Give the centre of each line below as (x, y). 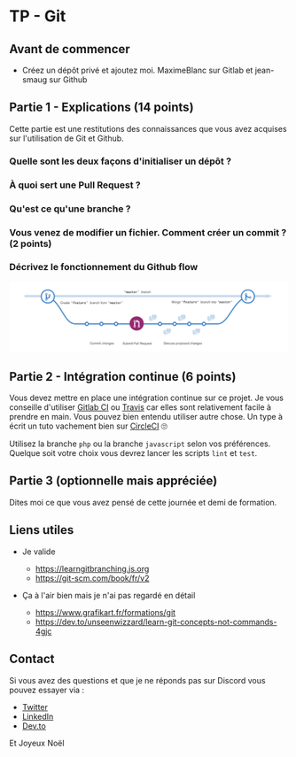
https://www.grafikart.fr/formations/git (105, 612)
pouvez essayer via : (47, 690)
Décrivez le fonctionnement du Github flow (104, 267)
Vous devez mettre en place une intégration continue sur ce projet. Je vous (146, 398)
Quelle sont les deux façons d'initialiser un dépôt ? (121, 161)
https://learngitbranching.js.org (92, 568)
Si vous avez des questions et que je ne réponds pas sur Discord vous (137, 680)
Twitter (35, 707)
